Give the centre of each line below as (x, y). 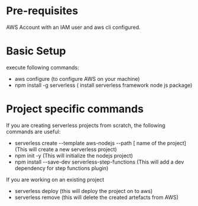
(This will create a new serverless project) (66, 149)
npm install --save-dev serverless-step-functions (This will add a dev (99, 162)
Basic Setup (36, 51)
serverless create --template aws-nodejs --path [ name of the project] (100, 143)
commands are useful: (33, 132)
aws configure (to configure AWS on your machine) (77, 79)
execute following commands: (43, 67)
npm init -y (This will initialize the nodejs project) (74, 155)
